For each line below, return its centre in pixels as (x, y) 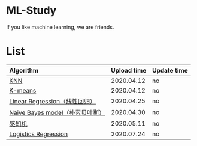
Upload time (128, 70)
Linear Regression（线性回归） (53, 101)
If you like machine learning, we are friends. (60, 27)
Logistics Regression (38, 134)
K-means (23, 90)
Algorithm (24, 70)
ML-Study (31, 11)
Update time (170, 70)
